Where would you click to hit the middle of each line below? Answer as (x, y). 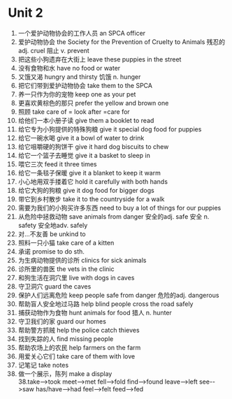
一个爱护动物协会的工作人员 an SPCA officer (82, 33)
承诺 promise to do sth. (51, 251)
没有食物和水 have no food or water (69, 68)
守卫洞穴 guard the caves (55, 286)
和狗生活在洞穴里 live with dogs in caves (76, 277)
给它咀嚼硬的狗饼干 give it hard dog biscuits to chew (93, 146)
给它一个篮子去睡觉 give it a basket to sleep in (84, 155)
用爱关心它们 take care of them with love (77, 356)
